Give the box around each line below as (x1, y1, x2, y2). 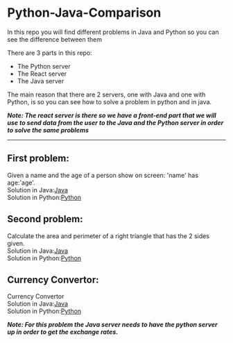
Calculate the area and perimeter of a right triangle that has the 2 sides (7, 231, 210, 240)
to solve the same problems (7, 126, 89, 134)
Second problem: (7, 213, 83, 225)
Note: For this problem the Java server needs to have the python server (7, 321, 218, 329)
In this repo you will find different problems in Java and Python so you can (7, 28, 220, 36)
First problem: (7, 153, 69, 165)
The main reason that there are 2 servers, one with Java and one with (7, 90, 206, 99)
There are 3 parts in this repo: (7, 49, 92, 57)
